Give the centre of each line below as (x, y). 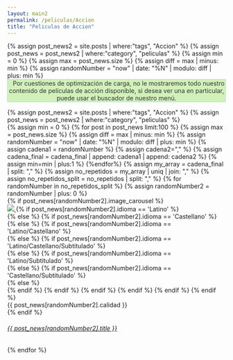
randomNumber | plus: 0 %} (48, 194)
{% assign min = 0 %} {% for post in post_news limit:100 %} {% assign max (115, 127)
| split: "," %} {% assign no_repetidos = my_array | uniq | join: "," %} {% (109, 171)
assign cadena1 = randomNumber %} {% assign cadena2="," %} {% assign (115, 149)
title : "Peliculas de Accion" (51, 26)
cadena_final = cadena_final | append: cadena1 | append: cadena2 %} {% (112, 157)
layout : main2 (28, 14)
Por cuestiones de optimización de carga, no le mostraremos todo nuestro (119, 83)
